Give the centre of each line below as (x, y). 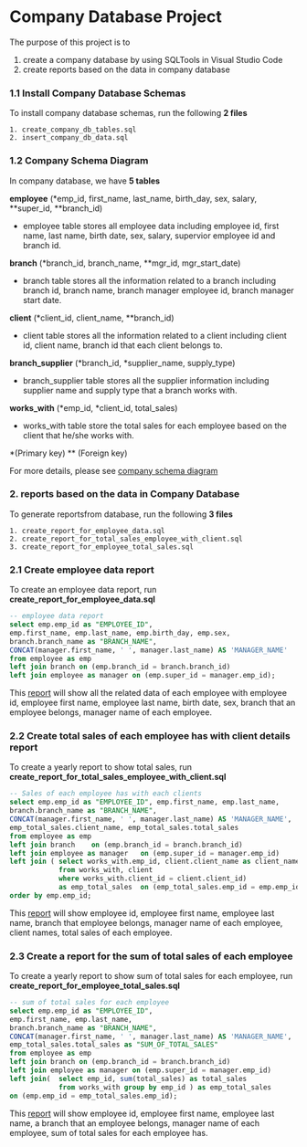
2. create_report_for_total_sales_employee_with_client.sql (127, 539)
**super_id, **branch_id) (56, 208)
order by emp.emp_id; (51, 895)
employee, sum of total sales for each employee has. (109, 1132)
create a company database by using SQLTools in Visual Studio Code (153, 59)
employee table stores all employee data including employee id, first (151, 226)
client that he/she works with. (78, 435)
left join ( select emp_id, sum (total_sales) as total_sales (128, 1079)
